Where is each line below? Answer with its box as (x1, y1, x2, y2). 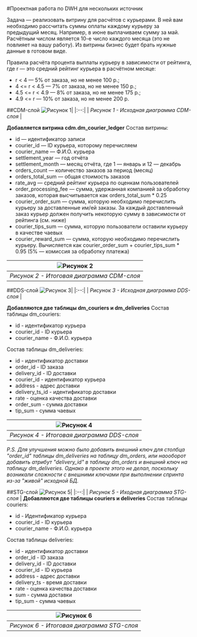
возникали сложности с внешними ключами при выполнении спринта (6, 471, 184, 478)
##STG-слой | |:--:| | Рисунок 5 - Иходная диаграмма (6, 488, 172, 496)
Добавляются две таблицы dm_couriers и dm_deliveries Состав (6, 305, 169, 311)
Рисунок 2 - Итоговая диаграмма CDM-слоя (9, 272, 140, 279)
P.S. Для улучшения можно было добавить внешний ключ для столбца (6, 446, 185, 453)
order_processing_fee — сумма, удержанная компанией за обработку (15, 186, 190, 193)
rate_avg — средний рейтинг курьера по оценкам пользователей (15, 179, 179, 186)
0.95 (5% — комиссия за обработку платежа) (15, 248, 130, 255)
